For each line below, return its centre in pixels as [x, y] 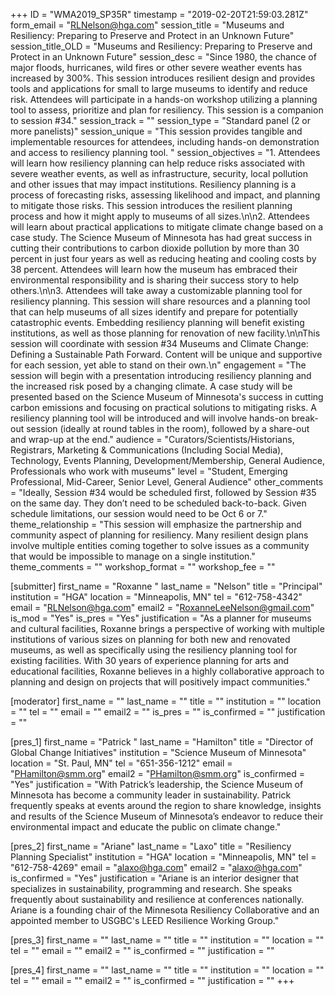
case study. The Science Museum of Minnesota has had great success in [161, 237]
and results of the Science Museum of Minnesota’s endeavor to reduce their [167, 816]
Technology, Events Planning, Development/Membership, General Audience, [167, 460]
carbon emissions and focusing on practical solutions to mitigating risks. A [163, 407]
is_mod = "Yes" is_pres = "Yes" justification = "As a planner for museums [161, 618]
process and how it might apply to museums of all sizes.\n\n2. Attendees [160, 216]
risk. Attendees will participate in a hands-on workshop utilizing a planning [164, 99]
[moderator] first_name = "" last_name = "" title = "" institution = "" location [166, 701]
